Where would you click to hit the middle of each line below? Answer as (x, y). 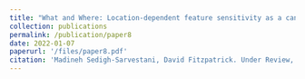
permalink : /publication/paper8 (70, 35)
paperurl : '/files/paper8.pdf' (69, 52)
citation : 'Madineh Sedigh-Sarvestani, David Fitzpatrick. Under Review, (152, 60)
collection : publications (58, 26)
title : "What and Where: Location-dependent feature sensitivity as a (146, 18)
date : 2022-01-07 (42, 43)
